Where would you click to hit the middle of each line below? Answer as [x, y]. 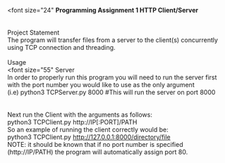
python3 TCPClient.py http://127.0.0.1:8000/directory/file [89, 137]
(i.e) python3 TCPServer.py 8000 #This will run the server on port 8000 [111, 92]
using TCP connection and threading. [61, 47]
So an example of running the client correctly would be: [88, 130]
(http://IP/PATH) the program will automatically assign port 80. [98, 152]
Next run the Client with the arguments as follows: [80, 115]
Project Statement [34, 32]
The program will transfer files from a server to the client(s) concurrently [113, 40]
